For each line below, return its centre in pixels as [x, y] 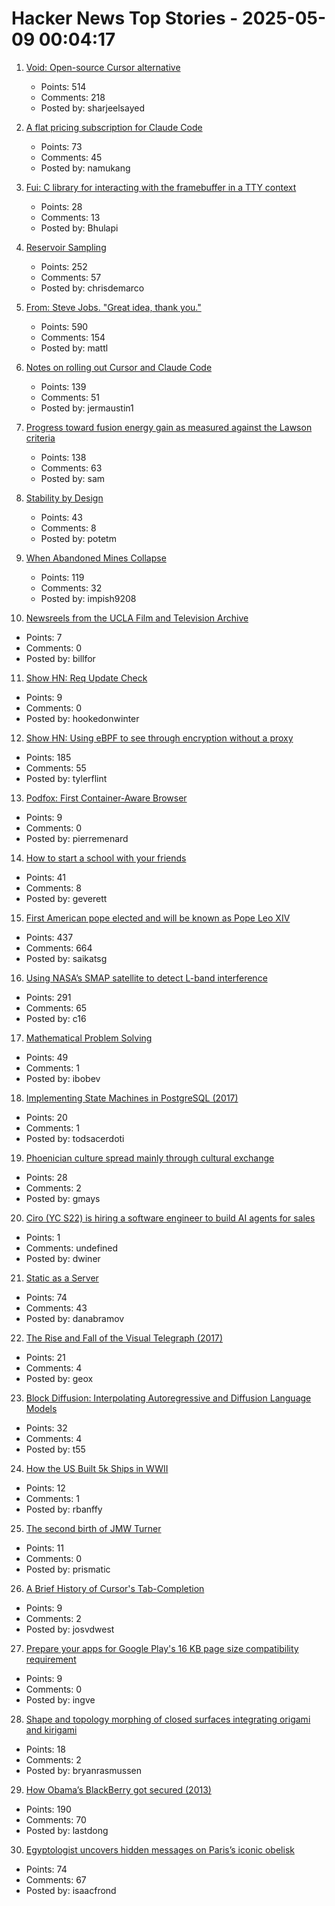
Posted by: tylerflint [66, 778]
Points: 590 [64, 326]
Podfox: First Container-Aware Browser [106, 798]
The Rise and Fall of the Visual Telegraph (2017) [124, 1338]
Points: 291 [48, 997]
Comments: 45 [71, 157]
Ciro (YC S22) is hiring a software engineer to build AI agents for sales [170, 1218]
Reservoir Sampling [66, 247]
